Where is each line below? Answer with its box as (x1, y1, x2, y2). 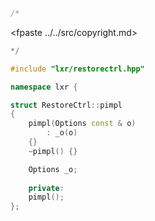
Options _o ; (28, 164, 78, 174)
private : (28, 183, 65, 193)
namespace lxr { (10, 82, 78, 92)
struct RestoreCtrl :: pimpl (10, 100, 123, 110)
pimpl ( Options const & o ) (28, 119, 137, 129)
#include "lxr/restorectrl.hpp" (10, 64, 145, 74)
